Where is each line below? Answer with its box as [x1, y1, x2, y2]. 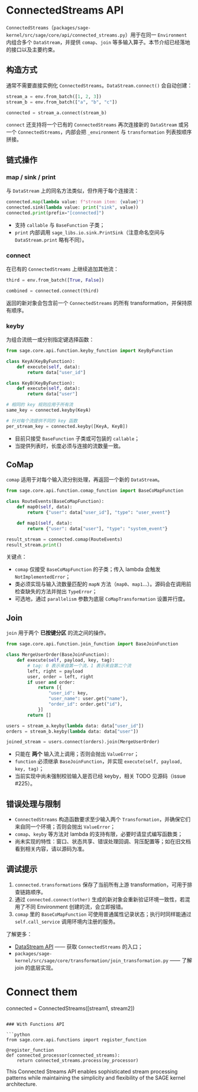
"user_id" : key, [48, 690, 89, 696]
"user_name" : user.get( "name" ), [48, 695, 128, 702]
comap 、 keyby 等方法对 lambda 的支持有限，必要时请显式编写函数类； [14, 831, 183, 838]
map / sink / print [6, 173, 56, 181]
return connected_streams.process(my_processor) [17, 1057, 139, 1064]
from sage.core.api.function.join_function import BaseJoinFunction [6, 641, 178, 647]
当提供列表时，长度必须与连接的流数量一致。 [14, 442, 124, 449]
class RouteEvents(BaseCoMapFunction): [6, 499, 105, 505]
